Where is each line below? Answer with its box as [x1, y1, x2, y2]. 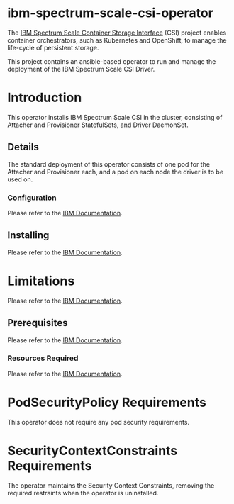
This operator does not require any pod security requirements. [7, 418, 190, 426]
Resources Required [7, 353, 79, 363]
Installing [7, 229, 50, 242]
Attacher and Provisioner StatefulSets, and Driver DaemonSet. [7, 121, 189, 129]
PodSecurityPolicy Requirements [7, 395, 207, 410]
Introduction [7, 90, 82, 106]
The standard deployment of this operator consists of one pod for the [7, 159, 211, 168]
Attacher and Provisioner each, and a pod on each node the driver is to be [7, 167, 224, 176]
